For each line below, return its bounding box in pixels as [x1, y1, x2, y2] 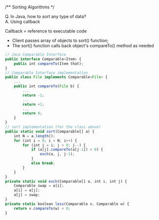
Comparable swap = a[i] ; [14, 183, 64, 188]
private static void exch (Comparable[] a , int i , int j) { [5, 179, 127, 184]
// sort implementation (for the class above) [5, 125, 101, 129]
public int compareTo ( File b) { [14, 84, 79, 89]
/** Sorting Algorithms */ [5, 4, 54, 10]
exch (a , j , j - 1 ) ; [39, 152, 75, 157]
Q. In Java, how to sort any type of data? [5, 14, 87, 19]
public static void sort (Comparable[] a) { [5, 129, 95, 134]
